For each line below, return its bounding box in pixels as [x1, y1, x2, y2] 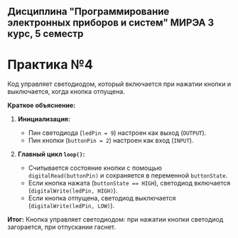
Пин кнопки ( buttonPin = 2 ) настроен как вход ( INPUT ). [28, 136, 194, 145]
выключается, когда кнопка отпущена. [7, 87, 126, 96]
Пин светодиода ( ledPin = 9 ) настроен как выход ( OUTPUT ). [28, 129, 207, 137]
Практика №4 [7, 56, 94, 72]
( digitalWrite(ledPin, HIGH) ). [28, 186, 118, 195]
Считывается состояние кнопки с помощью [28, 163, 162, 173]
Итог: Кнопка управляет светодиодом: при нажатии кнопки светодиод [7, 215, 224, 224]
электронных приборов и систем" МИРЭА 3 [7, 17, 215, 29]
